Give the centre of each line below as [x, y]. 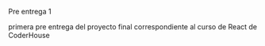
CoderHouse [29, 35]
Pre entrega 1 [30, 11]
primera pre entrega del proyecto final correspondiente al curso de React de [133, 27]
